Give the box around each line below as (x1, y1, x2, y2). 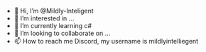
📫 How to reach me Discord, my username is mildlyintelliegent (13, 37, 199, 45)
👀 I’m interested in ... (13, 14, 75, 22)
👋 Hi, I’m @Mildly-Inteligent (13, 7, 94, 15)
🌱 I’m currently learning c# (13, 22, 92, 30)
